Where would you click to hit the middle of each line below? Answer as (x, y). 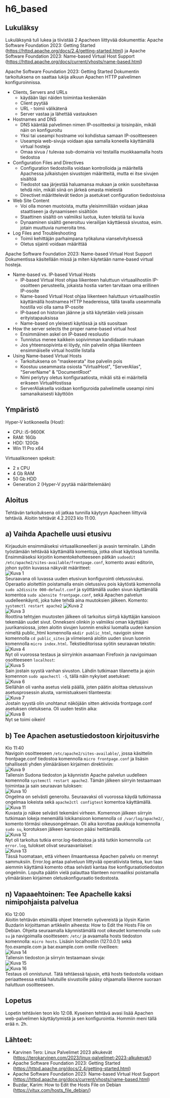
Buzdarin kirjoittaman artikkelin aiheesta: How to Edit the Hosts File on (79, 925)
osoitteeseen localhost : (30, 660)
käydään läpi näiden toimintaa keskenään (63, 98)
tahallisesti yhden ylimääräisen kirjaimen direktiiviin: (59, 764)
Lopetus (19, 1001)
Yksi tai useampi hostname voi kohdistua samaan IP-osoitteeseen (89, 135)
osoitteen (30, 285)
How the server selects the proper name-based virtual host (75, 329)
